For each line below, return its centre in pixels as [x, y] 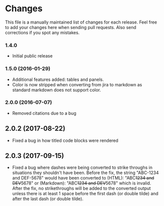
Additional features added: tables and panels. [58, 79]
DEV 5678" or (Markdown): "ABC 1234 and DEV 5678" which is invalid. [82, 183]
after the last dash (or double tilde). [48, 199]
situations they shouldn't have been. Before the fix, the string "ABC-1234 [85, 173]
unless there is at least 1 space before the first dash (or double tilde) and [85, 194]
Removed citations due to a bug [44, 113]
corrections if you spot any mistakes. [42, 32]
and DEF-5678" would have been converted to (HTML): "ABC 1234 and [83, 178]
